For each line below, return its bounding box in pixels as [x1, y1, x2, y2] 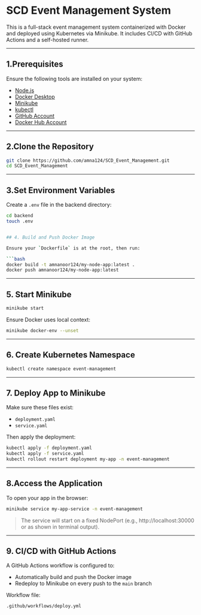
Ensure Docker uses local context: [6, 316, 91, 323]
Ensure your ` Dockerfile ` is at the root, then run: [6, 245, 141, 251]
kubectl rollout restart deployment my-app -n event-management [6, 456, 170, 462]
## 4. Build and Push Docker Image [6, 234, 95, 240]
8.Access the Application [6, 478, 103, 489]
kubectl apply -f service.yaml [6, 451, 84, 457]
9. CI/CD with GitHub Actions [6, 546, 117, 556]
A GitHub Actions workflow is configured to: [6, 562, 115, 569]
